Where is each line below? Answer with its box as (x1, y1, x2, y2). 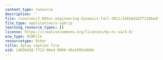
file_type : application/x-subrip (5, 20, 73, 26)
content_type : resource (5, 7, 53, 12)
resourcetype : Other (5, 39, 47, 44)
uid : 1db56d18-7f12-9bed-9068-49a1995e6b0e (5, 47, 95, 52)
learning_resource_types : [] (5, 25, 64, 30)
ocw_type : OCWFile (5, 34, 42, 39)
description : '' (5, 12, 38, 16)
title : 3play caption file (5, 43, 60, 48)
